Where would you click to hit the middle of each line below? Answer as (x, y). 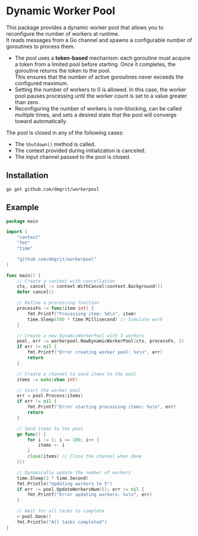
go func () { (31, 434)
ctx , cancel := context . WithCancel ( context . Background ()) (90, 287)
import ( (17, 232)
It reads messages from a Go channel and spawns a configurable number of (99, 40)
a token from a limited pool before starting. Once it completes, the (95, 64)
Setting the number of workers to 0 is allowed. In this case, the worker (100, 89)
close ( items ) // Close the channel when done (85, 456)
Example (23, 207)
